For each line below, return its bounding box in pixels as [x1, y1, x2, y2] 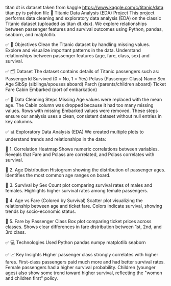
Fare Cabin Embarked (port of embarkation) [5, 86, 97, 93]
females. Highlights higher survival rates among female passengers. [5, 188, 149, 193]
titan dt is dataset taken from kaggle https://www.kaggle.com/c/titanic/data [5, 5, 164, 10]
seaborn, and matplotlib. [5, 32, 57, 37]
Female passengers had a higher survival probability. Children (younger [5, 265, 156, 270]
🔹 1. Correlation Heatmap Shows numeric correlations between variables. [5, 146, 159, 152]
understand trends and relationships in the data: [5, 136, 106, 142]
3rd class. [5, 229, 27, 235]
